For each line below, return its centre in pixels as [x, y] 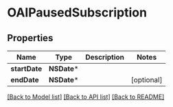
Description [105, 57]
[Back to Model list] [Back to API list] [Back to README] [86, 97]
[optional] [147, 80]
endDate [25, 80]
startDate [26, 69]
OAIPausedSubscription [77, 13]
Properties [30, 38]
